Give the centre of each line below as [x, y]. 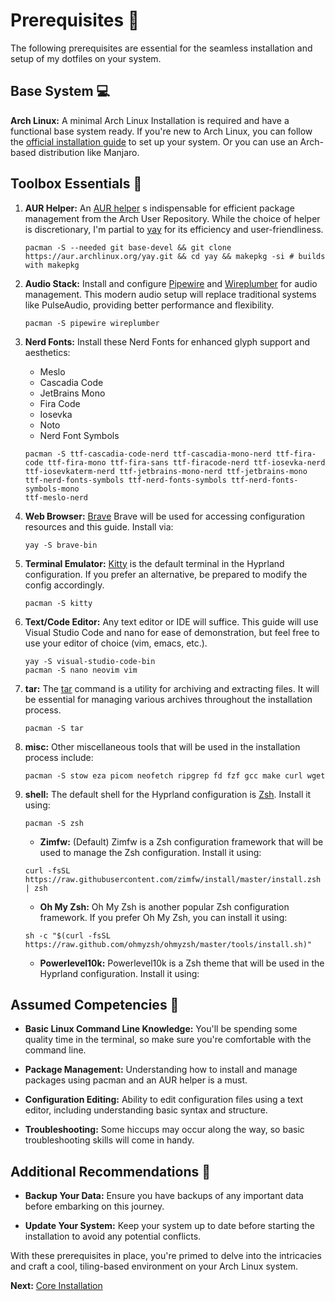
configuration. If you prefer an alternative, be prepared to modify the [166, 574]
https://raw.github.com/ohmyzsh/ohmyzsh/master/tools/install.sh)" [168, 944]
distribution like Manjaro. [89, 152]
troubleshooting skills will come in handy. [109, 1140]
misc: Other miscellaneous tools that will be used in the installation [162, 746]
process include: [59, 757]
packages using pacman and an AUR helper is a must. [136, 1080]
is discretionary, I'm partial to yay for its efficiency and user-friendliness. [174, 229]
